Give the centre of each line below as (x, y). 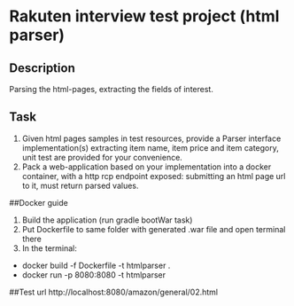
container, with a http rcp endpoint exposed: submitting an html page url (154, 176)
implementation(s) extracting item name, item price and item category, (150, 147)
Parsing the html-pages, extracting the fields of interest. (112, 89)
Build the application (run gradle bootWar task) (107, 220)
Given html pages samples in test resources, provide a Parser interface (151, 138)
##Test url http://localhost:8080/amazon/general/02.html (114, 292)
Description (42, 68)
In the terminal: (50, 248)
